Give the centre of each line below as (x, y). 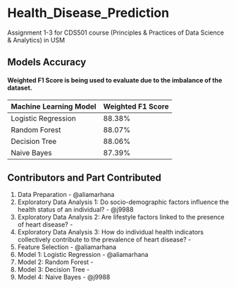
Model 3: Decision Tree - (54, 270)
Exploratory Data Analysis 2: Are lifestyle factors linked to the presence (121, 217)
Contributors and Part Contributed (85, 178)
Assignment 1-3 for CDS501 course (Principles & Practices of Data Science (116, 32)
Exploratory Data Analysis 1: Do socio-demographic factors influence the (123, 202)
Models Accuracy (47, 62)
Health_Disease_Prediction (88, 13)
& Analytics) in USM (36, 40)
